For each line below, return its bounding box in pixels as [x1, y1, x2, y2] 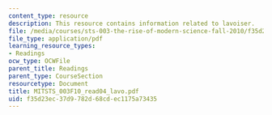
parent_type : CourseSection [8, 72, 104, 80]
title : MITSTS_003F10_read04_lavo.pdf [8, 87, 139, 96]
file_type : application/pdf [8, 34, 104, 43]
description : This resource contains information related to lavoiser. [8, 19, 255, 28]
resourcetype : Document [8, 79, 89, 87]
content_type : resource [8, 11, 89, 20]
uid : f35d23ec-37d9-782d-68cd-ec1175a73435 [8, 95, 158, 103]
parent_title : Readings [8, 65, 89, 73]
